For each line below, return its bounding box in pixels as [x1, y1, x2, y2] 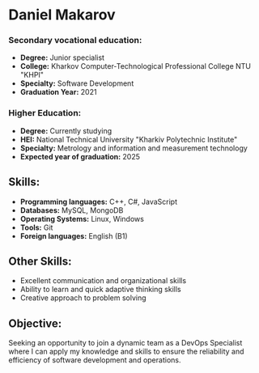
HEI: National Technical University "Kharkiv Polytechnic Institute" [19, 134, 238, 144]
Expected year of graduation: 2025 [19, 151, 140, 161]
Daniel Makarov [8, 6, 116, 24]
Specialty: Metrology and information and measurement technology [19, 143, 248, 153]
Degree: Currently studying [19, 125, 113, 135]
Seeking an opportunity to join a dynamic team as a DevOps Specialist [8, 338, 243, 348]
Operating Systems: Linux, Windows [19, 214, 144, 223]
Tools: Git [19, 223, 53, 232]
